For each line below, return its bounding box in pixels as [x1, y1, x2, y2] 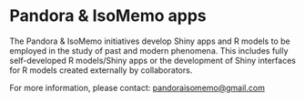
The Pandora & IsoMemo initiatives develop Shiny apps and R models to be [9, 36, 290, 46]
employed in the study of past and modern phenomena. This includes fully [9, 45, 289, 56]
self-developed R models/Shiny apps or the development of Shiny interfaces [9, 55, 296, 66]
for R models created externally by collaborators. [9, 65, 193, 76]
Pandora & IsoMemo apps [9, 5, 207, 26]
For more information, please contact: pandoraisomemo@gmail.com [9, 82, 266, 93]
